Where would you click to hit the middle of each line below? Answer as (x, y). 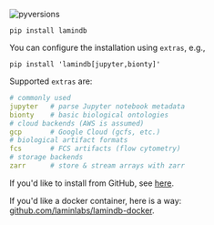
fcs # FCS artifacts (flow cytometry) (95, 149)
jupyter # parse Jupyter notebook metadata (97, 106)
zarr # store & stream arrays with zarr (97, 166)
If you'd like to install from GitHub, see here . (92, 183)
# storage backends (46, 158)
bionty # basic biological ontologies (89, 115)
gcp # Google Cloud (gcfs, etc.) (85, 132)
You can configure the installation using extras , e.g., (107, 47)
